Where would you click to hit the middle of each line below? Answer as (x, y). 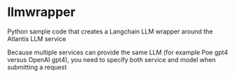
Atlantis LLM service (37, 38)
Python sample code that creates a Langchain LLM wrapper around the (110, 31)
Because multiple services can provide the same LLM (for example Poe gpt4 (118, 52)
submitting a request (37, 67)
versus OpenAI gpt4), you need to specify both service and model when (112, 59)
